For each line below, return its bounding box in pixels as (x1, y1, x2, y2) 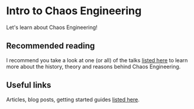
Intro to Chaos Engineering (6, 4, 142, 18)
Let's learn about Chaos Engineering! (6, 24, 98, 31)
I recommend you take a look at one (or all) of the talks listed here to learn (6, 56, 188, 63)
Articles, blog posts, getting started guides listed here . (6, 96, 140, 103)
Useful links (6, 80, 52, 90)
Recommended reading (6, 41, 96, 51)
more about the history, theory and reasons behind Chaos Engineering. (6, 63, 181, 70)
